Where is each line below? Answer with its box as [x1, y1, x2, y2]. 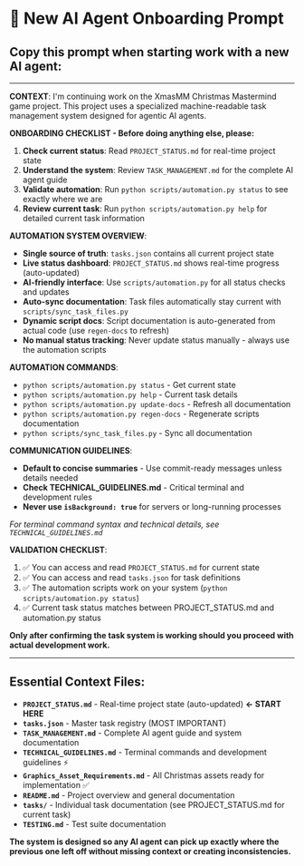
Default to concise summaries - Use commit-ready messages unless [22, 462, 282, 473]
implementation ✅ [22, 779, 90, 790]
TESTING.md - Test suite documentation [22, 818, 166, 829]
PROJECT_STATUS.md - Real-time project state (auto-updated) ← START [22, 698, 282, 709]
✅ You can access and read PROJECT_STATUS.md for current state [22, 562, 261, 572]
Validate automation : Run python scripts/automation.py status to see [22, 184, 289, 194]
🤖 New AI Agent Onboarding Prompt [9, 8, 284, 29]
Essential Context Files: [9, 675, 146, 690]
